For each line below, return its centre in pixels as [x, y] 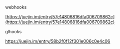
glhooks [13, 31]
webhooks [16, 7]
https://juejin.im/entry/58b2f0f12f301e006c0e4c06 [58, 41]
